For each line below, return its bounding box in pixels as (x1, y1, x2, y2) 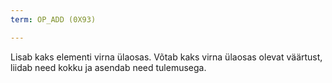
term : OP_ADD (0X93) (10, 14, 97, 25)
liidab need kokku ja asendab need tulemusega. (10, 61, 207, 73)
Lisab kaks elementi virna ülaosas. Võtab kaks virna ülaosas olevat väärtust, (10, 51, 323, 63)
